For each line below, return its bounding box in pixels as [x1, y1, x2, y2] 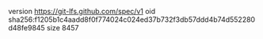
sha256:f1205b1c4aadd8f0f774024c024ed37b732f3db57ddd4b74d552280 [8, 15, 256, 24]
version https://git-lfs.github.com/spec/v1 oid [8, 7, 156, 16]
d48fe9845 [8, 23, 45, 32]
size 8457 [46, 23, 79, 32]
